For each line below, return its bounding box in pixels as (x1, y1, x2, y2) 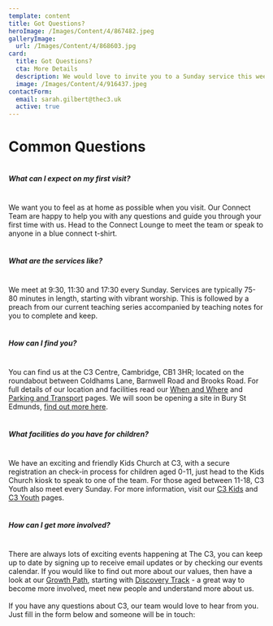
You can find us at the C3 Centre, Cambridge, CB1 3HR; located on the (8, 367, 245, 377)
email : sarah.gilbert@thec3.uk (15, 95, 122, 103)
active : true (15, 102, 60, 111)
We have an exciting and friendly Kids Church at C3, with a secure (8, 459, 230, 468)
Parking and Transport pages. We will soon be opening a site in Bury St (8, 393, 246, 403)
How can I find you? (8, 338, 77, 348)
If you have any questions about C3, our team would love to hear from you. (8, 601, 259, 611)
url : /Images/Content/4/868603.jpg (15, 42, 136, 50)
